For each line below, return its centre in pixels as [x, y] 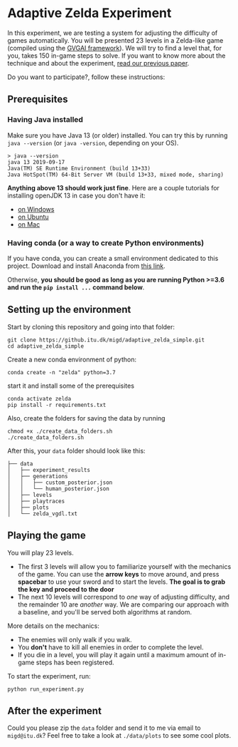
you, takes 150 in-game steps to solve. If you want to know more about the [117, 56]
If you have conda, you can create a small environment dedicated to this [113, 258]
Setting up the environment [69, 310]
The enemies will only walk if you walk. [75, 639]
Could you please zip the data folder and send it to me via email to [104, 728]
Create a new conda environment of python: [72, 359]
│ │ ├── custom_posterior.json [60, 483]
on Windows [36, 209]
